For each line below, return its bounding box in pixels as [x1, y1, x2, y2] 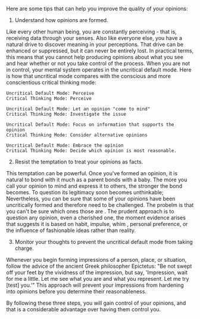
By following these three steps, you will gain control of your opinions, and [6, 299, 186, 306]
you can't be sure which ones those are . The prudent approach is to [6, 208, 174, 215]
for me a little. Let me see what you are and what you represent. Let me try [6, 275, 189, 282]
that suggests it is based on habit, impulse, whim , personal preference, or [6, 221, 188, 227]
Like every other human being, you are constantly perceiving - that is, [6, 28, 177, 35]
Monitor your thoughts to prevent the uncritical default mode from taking [14, 239, 193, 245]
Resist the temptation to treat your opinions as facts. [14, 158, 143, 165]
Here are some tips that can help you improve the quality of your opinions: [6, 5, 188, 12]
